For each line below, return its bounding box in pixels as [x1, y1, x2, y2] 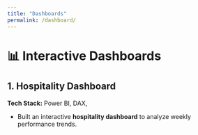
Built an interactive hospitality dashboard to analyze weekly [17, 112, 192, 120]
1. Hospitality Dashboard [7, 81, 116, 93]
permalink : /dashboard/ [7, 17, 77, 24]
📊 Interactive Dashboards [7, 48, 162, 63]
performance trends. [17, 120, 77, 128]
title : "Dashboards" [7, 10, 68, 17]
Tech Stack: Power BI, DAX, [7, 99, 88, 107]
